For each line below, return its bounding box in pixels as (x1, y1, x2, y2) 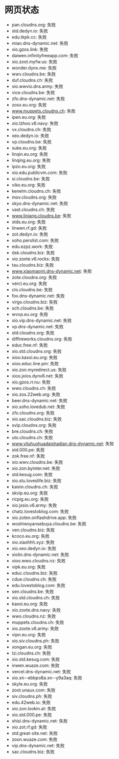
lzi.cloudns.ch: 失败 (11, 650, 51, 656)
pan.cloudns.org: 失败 (11, 22, 56, 28)
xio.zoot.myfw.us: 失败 (11, 59, 57, 65)
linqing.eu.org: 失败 (11, 157, 51, 163)
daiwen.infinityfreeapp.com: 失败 (11, 52, 79, 58)
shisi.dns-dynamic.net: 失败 (11, 718, 68, 724)
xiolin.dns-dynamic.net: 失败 (11, 552, 70, 557)
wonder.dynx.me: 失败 (11, 65, 57, 70)
